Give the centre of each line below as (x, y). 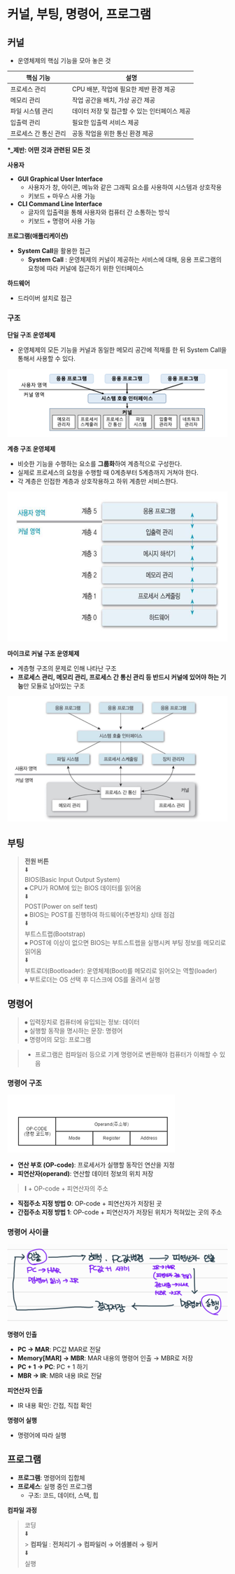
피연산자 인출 (25, 1390)
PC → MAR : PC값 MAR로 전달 (59, 1349)
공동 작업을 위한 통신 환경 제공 (113, 133)
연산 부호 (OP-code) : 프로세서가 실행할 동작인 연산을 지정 (96, 1165)
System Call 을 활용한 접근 (54, 251)
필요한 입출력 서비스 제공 (106, 122)
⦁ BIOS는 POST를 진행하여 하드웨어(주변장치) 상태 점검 (99, 915)
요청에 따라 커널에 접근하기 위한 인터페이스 (86, 269)
